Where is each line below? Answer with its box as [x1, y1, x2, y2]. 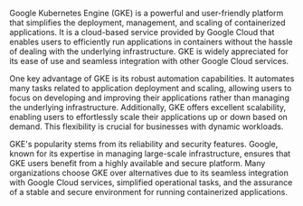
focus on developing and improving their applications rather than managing [9, 92, 289, 103]
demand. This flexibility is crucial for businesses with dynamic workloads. [9, 121, 284, 132]
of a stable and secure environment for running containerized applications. [9, 187, 288, 197]
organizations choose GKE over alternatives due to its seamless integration [9, 167, 289, 178]
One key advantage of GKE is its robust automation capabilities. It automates [9, 73, 295, 84]
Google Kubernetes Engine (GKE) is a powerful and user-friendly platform [9, 8, 284, 18]
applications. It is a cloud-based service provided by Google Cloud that [9, 27, 275, 37]
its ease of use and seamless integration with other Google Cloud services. [9, 56, 289, 66]
